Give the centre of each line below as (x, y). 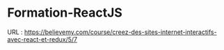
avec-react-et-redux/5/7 (42, 39)
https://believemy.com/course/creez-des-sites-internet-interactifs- (120, 32)
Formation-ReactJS (65, 13)
